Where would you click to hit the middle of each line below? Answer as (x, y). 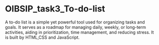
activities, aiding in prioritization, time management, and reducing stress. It (79, 32)
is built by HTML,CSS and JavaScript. (42, 37)
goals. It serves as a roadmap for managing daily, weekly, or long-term (76, 27)
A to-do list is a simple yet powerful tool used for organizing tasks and (75, 22)
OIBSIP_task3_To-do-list (55, 9)
